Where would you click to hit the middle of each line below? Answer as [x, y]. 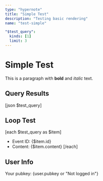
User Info [19, 162]
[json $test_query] [24, 105]
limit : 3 [18, 41]
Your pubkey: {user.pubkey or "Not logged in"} [52, 174]
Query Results [27, 93]
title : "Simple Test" [27, 14]
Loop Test [20, 121]
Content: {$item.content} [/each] [45, 147]
